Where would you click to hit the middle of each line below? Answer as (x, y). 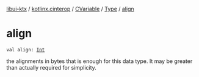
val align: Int (26, 50)
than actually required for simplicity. (51, 67)
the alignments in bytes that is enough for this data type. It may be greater (99, 61)
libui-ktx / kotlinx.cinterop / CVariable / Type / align (70, 9)
